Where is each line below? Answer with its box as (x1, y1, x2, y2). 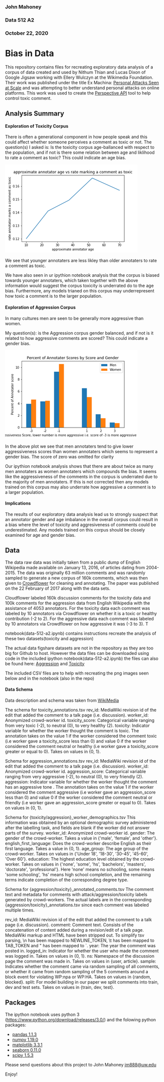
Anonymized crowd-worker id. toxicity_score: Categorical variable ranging (5, 717, 155, 723)
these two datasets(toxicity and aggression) (5, 635, 94, 641)
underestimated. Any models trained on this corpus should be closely (5, 527, 145, 532)
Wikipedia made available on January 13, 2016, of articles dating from (5, 564, 145, 570)
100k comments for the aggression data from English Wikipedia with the (5, 600, 150, 606)
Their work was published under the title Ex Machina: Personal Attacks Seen (5, 79, 159, 85)
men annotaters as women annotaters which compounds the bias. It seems (5, 468, 157, 474)
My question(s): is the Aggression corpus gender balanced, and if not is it (5, 330, 154, 336)
